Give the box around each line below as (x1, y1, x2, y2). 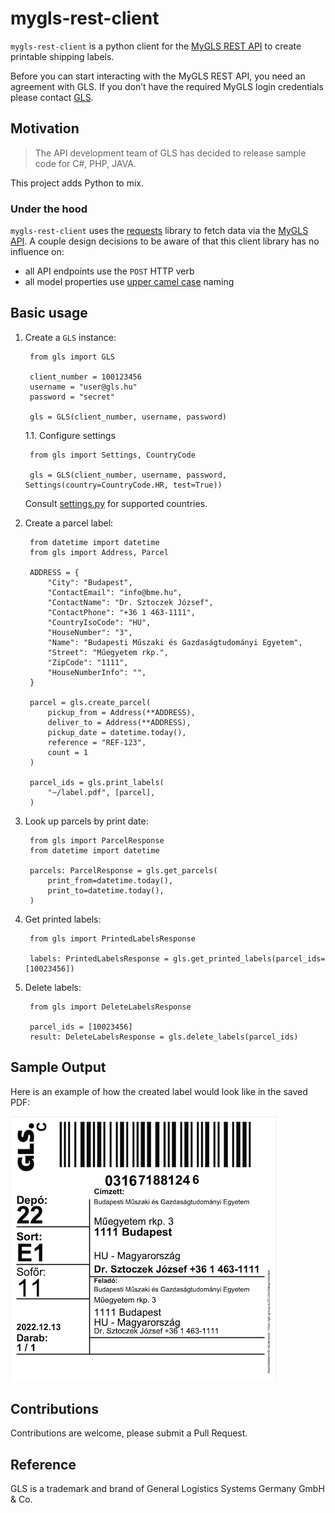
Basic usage (10, 305, 88, 322)
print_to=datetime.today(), (47, 885, 165, 896)
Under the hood (10, 202, 88, 216)
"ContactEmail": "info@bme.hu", (47, 587, 183, 597)
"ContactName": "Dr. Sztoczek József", (47, 597, 214, 607)
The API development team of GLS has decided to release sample (34, 147, 307, 159)
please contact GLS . (10, 91, 94, 103)
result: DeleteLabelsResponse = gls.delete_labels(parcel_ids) (29, 1032, 299, 1042)
